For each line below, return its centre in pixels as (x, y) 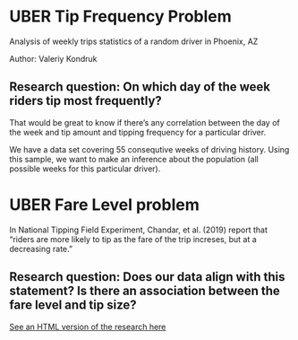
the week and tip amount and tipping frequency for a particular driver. (138, 132)
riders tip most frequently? (86, 101)
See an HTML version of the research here (88, 327)
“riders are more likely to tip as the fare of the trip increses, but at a (133, 239)
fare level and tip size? (73, 305)
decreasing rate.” (41, 248)
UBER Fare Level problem (104, 205)
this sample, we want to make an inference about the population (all (134, 159)
